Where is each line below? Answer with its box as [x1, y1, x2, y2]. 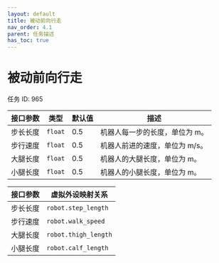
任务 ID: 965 [7, 95, 43, 103]
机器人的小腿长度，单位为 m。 [100, 167, 201, 177]
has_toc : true [7, 37, 50, 44]
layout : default [7, 10, 55, 18]
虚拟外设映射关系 [50, 190, 108, 200]
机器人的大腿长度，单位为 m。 [100, 154, 201, 164]
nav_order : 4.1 [7, 24, 53, 31]
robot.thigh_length [46, 231, 112, 239]
